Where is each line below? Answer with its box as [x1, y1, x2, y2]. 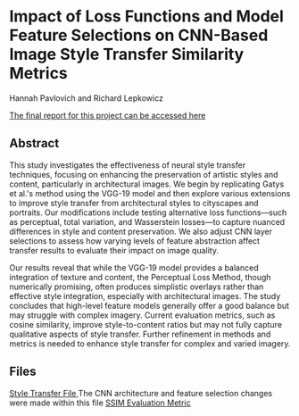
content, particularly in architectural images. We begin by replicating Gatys [9, 179, 285, 189]
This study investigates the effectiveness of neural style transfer [9, 159, 246, 171]
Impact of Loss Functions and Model [9, 6, 284, 27]
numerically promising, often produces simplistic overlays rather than [9, 281, 264, 292]
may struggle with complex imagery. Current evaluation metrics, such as [9, 310, 276, 320]
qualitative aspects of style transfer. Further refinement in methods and [9, 329, 271, 339]
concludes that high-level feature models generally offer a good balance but [9, 300, 290, 311]
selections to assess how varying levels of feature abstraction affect [9, 235, 261, 246]
